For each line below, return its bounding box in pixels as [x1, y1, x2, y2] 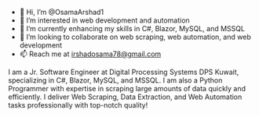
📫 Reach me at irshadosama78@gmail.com [19, 49, 162, 58]
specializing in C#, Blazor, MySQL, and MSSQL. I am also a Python [8, 76, 223, 85]
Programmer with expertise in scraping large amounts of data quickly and [8, 84, 246, 93]
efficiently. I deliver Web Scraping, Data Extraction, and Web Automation [8, 92, 243, 101]
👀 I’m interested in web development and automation [19, 16, 190, 25]
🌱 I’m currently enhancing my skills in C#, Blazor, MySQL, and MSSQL [19, 24, 246, 33]
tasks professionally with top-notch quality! [8, 101, 148, 109]
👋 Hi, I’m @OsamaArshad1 [19, 8, 104, 16]
